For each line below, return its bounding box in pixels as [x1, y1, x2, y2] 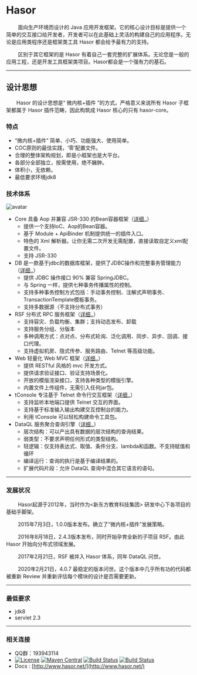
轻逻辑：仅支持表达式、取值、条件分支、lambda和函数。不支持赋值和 [23, 443, 191, 450]
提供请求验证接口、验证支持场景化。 [23, 369, 111, 376]
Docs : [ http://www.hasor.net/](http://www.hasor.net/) [14, 663, 145, 670]
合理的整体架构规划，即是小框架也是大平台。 [14, 152, 123, 159]
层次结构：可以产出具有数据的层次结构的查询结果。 [23, 428, 147, 435]
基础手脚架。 [6, 508, 37, 515]
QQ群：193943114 [14, 650, 59, 657]
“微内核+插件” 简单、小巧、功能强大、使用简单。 [14, 137, 133, 144]
